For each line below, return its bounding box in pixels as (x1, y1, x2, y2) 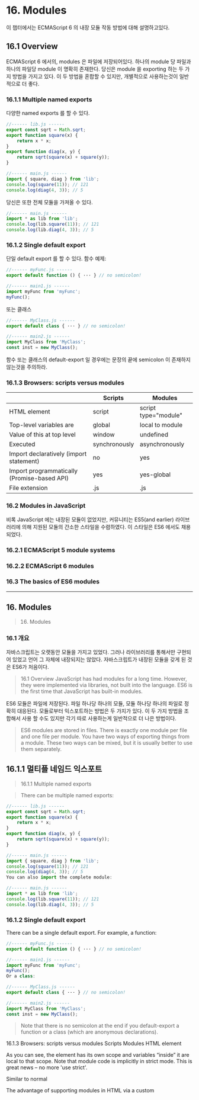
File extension (9, 484, 49, 492)
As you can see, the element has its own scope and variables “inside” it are (6, 1051, 190, 1058)
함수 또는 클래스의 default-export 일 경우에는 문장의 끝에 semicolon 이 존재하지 (6, 356, 191, 363)
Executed (9, 440, 36, 448)
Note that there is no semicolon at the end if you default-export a (20, 1022, 179, 1029)
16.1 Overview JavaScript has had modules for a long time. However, (20, 675, 188, 682)
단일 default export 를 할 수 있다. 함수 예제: (6, 255, 107, 262)
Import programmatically (9, 467, 78, 475)
